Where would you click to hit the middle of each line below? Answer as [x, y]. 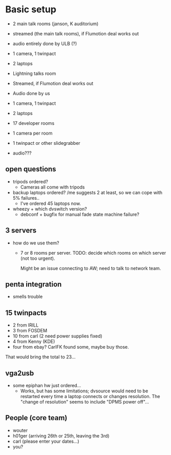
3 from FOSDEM [30, 331]
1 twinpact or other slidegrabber [46, 143]
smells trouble [28, 297]
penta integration [34, 284]
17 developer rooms [34, 123]
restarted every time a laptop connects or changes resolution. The [90, 396]
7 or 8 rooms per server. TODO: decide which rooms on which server [93, 253]
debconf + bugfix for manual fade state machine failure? [80, 214]
